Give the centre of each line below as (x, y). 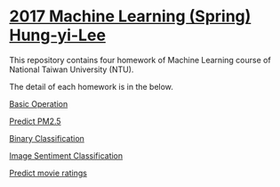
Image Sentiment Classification (66, 155)
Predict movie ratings (48, 173)
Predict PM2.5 (35, 121)
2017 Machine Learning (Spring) (130, 16)
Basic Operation (39, 103)
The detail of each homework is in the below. (91, 86)
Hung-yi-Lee (58, 35)
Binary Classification (47, 138)
